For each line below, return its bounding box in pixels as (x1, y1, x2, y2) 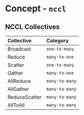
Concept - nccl (5, 3, 67, 14)
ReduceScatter (7, 94, 42, 100)
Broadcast (7, 45, 31, 52)
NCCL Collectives (5, 23, 60, 31)
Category (46, 38, 69, 44)
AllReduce (7, 77, 31, 84)
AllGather (7, 86, 29, 92)
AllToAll (7, 102, 25, 109)
